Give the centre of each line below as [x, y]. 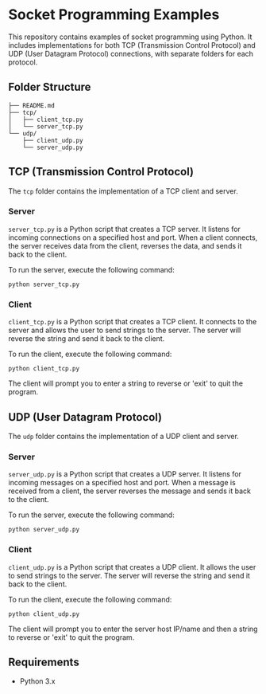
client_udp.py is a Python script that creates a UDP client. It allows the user [132, 567]
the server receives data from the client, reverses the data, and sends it [125, 245]
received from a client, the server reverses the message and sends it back [130, 491]
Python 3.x [37, 681]
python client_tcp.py [44, 369]
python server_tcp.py [44, 284]
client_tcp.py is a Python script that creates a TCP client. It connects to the [133, 322]
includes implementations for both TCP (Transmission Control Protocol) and [132, 45]
